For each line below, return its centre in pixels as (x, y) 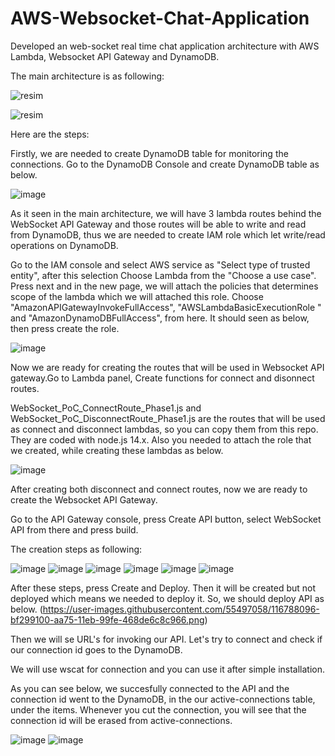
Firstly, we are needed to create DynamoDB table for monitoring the (149, 153)
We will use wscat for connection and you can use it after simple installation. (168, 669)
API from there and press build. (74, 529)
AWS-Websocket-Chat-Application (160, 18)
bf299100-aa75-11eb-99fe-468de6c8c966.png (107, 619)
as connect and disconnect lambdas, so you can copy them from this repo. (164, 429)
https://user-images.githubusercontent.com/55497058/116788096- (181, 609)
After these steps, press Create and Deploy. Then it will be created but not (163, 588)
